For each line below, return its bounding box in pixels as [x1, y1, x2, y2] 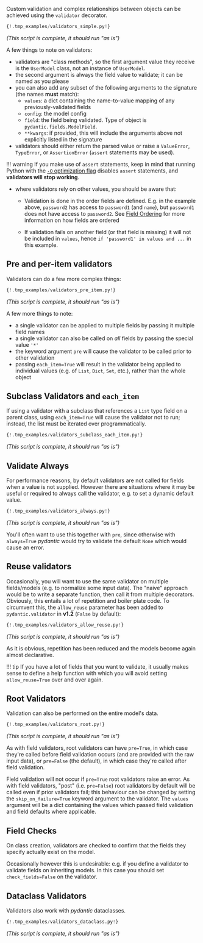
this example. [24, 241, 58, 249]
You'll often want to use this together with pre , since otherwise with [6, 530, 176, 538]
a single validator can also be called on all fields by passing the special [15, 335, 194, 342]
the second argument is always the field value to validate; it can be [15, 71, 183, 78]
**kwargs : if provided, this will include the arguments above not [24, 129, 183, 137]
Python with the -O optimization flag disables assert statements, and [6, 167, 179, 174]
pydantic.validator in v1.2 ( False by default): [6, 610, 121, 617]
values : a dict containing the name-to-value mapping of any [24, 97, 175, 104]
